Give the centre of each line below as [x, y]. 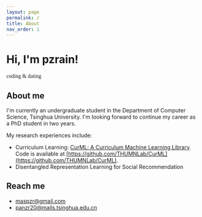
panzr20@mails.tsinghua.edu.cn [56, 207]
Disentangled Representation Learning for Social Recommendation [99, 167]
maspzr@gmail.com [40, 201]
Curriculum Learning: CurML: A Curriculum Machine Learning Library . [103, 147]
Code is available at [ [42, 154]
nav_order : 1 [23, 29]
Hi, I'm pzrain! [43, 60]
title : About [23, 23]
